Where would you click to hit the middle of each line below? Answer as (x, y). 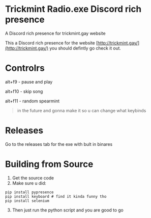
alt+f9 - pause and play (29, 82)
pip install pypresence (30, 192)
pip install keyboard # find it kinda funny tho (56, 196)
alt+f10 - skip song (24, 91)
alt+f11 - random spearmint (32, 101)
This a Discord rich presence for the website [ (52, 43)
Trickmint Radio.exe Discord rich (73, 9)
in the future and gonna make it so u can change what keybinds (82, 110)
